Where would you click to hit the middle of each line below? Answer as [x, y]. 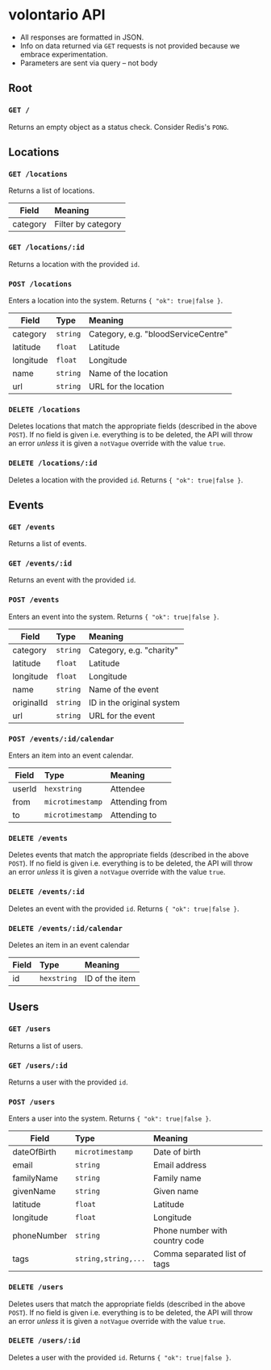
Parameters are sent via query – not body [89, 63]
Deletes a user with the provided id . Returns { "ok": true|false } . [120, 1357]
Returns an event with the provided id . [72, 580]
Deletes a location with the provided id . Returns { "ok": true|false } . [126, 480]
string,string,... [110, 1259]
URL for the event [122, 716]
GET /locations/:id [46, 247]
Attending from [139, 802]
